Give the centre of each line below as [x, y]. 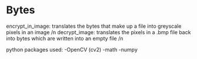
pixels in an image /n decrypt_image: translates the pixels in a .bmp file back [98, 32]
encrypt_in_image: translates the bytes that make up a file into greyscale [94, 26]
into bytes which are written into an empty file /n [65, 38]
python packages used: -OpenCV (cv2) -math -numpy [72, 49]
